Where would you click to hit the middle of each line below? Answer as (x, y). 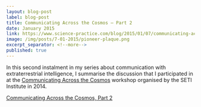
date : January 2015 (31, 28)
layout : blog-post (29, 12)
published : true (26, 51)
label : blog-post (28, 17)
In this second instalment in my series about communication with (86, 67)
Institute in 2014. (27, 86)
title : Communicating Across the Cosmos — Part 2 (69, 23)
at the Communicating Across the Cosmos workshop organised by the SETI (99, 80)
